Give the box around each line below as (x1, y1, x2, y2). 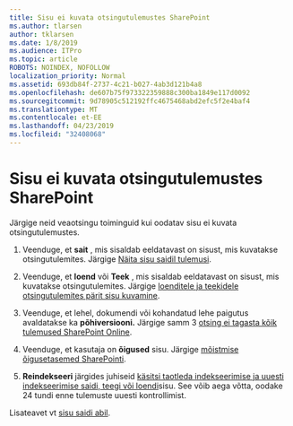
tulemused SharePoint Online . (22, 326, 133, 337)
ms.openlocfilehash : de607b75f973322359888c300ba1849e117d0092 (9, 88, 251, 97)
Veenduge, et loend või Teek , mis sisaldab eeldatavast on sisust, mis (22, 271, 280, 282)
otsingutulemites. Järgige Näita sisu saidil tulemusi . (22, 253, 212, 265)
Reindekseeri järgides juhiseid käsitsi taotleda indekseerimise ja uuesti (22, 370, 285, 381)
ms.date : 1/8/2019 (9, 38, 78, 48)
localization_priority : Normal (9, 72, 126, 81)
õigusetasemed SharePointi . (22, 353, 127, 364)
